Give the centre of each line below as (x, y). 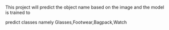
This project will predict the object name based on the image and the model (85, 7)
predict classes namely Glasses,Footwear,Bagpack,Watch (66, 22)
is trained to (18, 12)
